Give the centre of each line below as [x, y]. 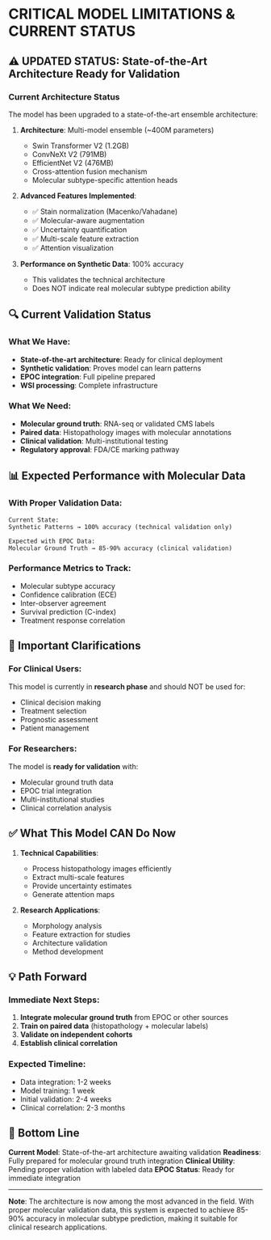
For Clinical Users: [45, 669]
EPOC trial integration [56, 790]
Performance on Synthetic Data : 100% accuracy [102, 264]
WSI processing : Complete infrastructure [89, 385]
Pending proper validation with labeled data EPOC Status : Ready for [122, 1170]
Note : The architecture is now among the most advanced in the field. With [131, 1201]
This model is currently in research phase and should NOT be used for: [127, 686]
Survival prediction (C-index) [68, 612]
